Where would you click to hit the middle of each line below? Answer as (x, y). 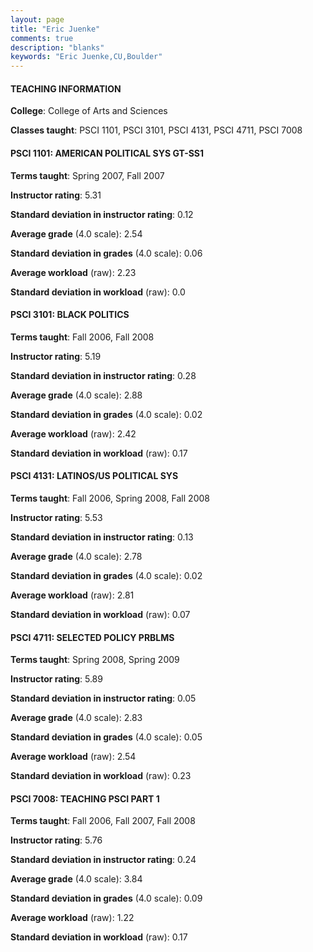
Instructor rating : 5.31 (56, 195)
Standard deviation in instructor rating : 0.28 (103, 375)
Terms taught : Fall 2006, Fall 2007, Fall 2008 (103, 821)
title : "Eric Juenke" (55, 29)
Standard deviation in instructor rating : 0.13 (102, 537)
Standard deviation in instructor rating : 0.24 (103, 860)
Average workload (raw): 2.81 (72, 595)
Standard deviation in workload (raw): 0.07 (100, 614)
